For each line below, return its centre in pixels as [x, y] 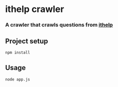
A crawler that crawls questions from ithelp [59, 25]
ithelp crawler [35, 9]
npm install [18, 52]
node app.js [18, 79]
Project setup [27, 41]
